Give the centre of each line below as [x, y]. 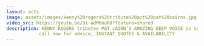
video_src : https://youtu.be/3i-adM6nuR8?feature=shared [80, 23]
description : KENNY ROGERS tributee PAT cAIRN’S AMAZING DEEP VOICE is [99, 28]
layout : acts [23, 12]
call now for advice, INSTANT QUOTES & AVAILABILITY [107, 34]
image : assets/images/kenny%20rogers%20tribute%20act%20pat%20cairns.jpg [102, 17]
